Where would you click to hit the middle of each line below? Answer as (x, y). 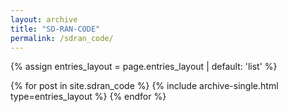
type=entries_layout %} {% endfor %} (88, 97)
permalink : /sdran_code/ (62, 38)
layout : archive (44, 19)
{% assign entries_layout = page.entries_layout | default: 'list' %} (144, 67)
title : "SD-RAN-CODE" (55, 29)
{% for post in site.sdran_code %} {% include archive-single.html (144, 86)
